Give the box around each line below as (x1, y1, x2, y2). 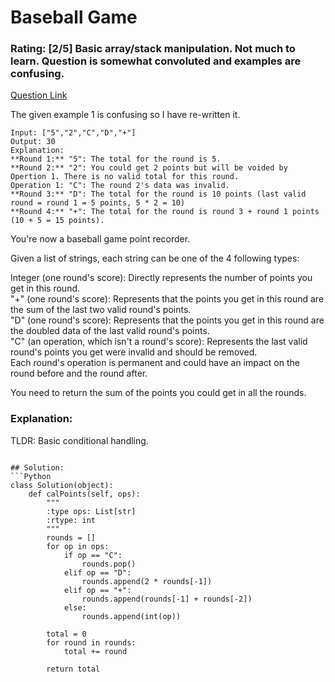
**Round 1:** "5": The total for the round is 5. (10, 154, 222, 165)
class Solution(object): (10, 480, 114, 490)
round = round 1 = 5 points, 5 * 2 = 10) (10, 198, 186, 208)
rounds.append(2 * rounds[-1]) (81, 576, 213, 586)
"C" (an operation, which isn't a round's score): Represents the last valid (10, 336, 308, 348)
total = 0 (46, 629, 87, 639)
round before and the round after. (10, 367, 148, 380)
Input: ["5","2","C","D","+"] (10, 128, 137, 138)
